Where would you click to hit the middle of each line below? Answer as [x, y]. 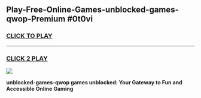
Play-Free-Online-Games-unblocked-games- [93, 10]
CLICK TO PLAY [29, 36]
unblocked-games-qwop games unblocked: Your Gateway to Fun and [94, 82]
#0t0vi [80, 19]
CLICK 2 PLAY [27, 58]
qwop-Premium [36, 19]
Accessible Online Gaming [40, 88]
